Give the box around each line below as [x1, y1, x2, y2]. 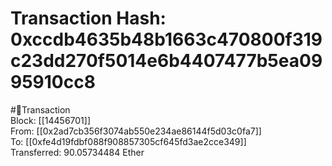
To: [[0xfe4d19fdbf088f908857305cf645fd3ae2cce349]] [10, 135, 247, 147]
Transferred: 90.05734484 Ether [10, 146, 145, 158]
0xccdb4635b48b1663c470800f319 [10, 28, 323, 51]
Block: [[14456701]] [10, 114, 92, 126]
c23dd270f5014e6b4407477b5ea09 [10, 50, 323, 72]
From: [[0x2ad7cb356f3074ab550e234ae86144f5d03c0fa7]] [10, 125, 262, 137]
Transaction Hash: [10, 7, 167, 30]
